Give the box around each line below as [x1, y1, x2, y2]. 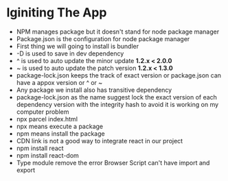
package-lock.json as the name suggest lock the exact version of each [16, 93, 218, 101]
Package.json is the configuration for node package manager [16, 34, 190, 43]
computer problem [16, 108, 69, 116]
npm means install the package [16, 129, 105, 138]
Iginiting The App [6, 5, 107, 21]
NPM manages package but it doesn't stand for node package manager [16, 27, 220, 36]
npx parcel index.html [16, 114, 78, 123]
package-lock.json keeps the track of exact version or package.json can [16, 71, 221, 80]
